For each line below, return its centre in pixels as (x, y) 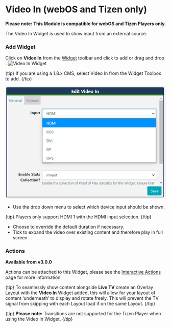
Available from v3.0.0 (29, 262)
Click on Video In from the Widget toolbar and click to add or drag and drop (85, 58)
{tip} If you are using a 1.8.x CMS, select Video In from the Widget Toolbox (83, 73)
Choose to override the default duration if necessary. (68, 227)
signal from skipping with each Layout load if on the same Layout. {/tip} (80, 304)
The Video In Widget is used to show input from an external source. (76, 33)
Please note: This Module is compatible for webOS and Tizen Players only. (86, 24)
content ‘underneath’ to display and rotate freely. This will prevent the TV (82, 298)
